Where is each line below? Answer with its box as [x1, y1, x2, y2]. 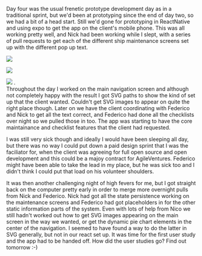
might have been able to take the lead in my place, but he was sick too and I [6, 162, 195, 168]
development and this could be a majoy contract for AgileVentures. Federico [6, 155, 195, 162]
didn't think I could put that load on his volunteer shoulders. [6, 168, 154, 175]
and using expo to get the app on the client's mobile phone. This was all [6, 24, 185, 31]
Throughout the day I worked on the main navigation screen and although [6, 85, 189, 93]
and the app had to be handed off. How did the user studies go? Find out [6, 237, 187, 245]
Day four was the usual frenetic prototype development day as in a [6, 5, 172, 12]
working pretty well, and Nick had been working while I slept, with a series [6, 31, 191, 38]
